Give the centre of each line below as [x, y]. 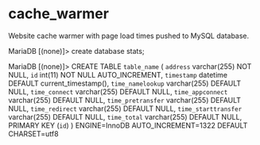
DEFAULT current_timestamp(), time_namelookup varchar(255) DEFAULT [125, 83]
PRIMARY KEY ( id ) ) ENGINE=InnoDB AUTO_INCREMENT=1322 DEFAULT [128, 125]
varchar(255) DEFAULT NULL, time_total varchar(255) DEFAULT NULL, [125, 116]
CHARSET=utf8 [33, 134]
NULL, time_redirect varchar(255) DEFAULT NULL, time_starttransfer [125, 109]
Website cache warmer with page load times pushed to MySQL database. [129, 36]
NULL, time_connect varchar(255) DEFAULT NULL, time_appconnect [118, 91]
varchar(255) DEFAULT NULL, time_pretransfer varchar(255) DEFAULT [124, 100]
